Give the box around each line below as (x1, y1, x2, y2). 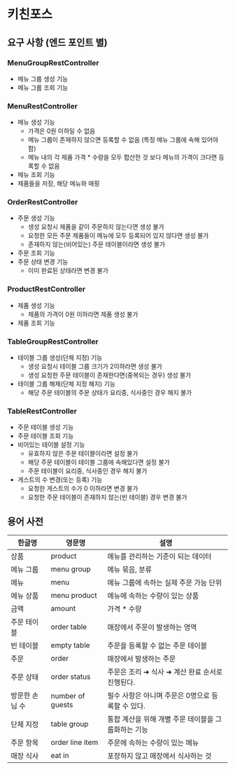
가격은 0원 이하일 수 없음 (27, 127, 96, 135)
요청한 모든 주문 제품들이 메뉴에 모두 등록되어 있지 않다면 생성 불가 (27, 232, 209, 240)
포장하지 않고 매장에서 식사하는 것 (107, 751, 212, 761)
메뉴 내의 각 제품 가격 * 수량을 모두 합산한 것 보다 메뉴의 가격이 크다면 (27, 153, 218, 162)
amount (50, 603, 76, 613)
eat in (50, 750, 69, 760)
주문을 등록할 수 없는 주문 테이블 (107, 641, 208, 651)
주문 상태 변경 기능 (17, 258, 69, 266)
